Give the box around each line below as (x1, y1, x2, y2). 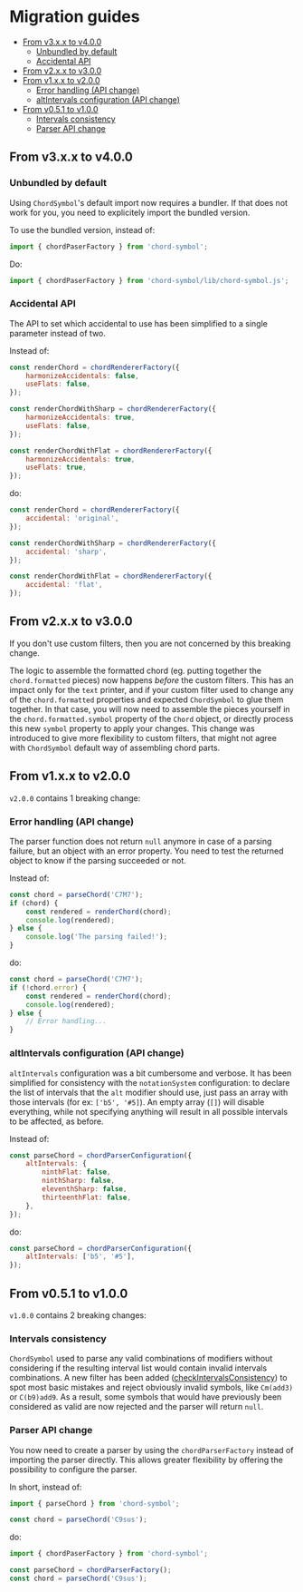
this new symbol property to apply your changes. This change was (9, 723, 255, 734)
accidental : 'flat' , (25, 581, 103, 590)
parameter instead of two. (9, 327, 107, 338)
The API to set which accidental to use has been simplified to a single (9, 317, 269, 328)
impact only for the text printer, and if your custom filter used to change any (9, 684, 294, 695)
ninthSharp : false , (42, 1177, 116, 1186)
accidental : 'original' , (25, 514, 119, 523)
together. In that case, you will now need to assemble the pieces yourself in (9, 703, 291, 714)
